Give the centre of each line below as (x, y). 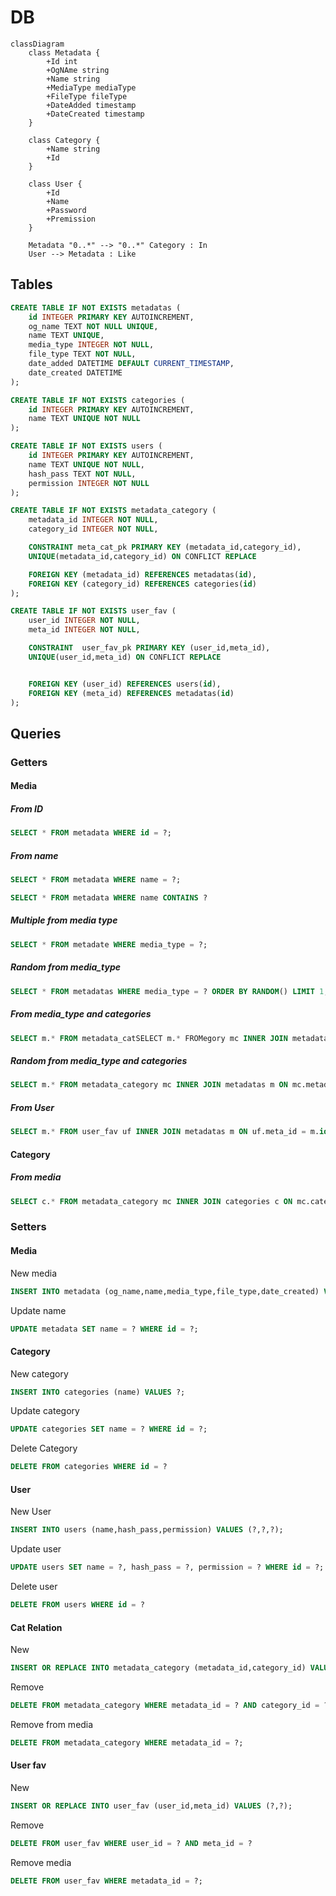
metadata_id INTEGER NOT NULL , (93, 520)
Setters (28, 1227)
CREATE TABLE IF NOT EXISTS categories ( (98, 400)
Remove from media (52, 1724)
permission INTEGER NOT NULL (89, 483)
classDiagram (37, 44)
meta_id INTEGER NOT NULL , (84, 630)
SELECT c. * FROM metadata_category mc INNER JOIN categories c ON (151, 1201)
